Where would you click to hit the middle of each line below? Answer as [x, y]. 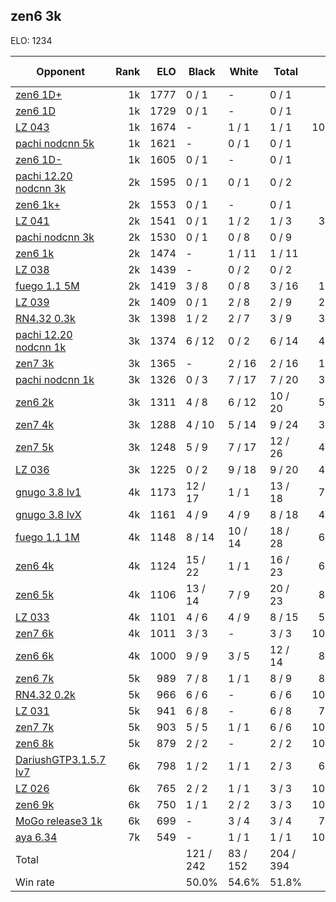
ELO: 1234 [31, 40]
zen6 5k [35, 594]
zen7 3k [35, 363]
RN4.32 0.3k [45, 318]
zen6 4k [35, 566]
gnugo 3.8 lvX [48, 514]
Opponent [60, 71]
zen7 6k [35, 633]
